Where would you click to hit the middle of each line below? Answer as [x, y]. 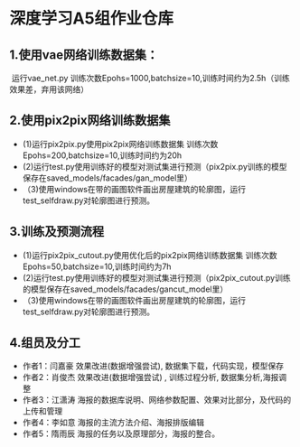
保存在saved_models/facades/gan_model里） [107, 178]
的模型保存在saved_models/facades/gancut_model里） [125, 289]
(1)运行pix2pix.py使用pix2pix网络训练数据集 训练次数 [120, 144]
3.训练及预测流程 [57, 232]
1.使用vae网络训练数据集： [84, 55]
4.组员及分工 [45, 343]
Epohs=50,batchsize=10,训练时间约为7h [97, 266]
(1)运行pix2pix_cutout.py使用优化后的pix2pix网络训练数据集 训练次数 [150, 255]
